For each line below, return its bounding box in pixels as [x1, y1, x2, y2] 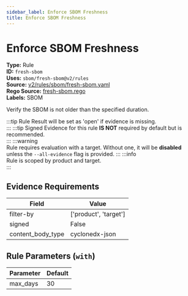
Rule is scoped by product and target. [6, 157, 102, 165]
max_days [9, 279, 39, 288]
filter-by [9, 210, 34, 219]
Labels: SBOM [6, 94, 43, 101]
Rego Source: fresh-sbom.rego [6, 87, 86, 95]
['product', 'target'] [70, 210, 126, 219]
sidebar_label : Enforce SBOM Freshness [6, 9, 108, 15]
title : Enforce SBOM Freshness [6, 15, 86, 21]
